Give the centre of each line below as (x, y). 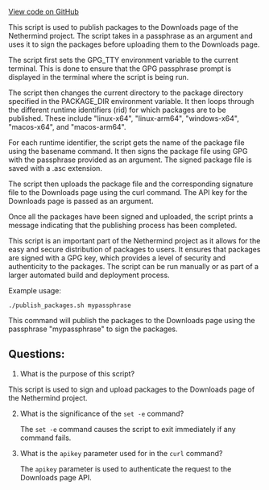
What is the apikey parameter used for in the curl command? (121, 453)
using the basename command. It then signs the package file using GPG (128, 151)
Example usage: (35, 291)
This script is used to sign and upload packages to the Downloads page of (132, 389)
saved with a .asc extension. (56, 168)
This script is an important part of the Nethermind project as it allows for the (134, 241)
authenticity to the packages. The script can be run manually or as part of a (134, 266)
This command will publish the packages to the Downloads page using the (132, 320)
